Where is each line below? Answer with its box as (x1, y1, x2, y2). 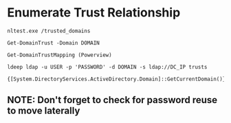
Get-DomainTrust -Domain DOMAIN (7, 39, 100, 46)
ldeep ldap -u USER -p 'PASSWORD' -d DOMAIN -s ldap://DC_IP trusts (7, 63, 208, 70)
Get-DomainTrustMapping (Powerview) (7, 52, 112, 58)
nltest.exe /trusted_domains (7, 27, 91, 34)
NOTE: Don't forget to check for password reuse (7, 94, 218, 106)
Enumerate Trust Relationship (7, 5, 181, 21)
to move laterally (7, 105, 80, 117)
